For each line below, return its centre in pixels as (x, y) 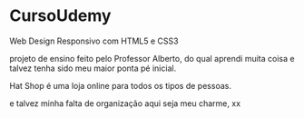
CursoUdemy (60, 16)
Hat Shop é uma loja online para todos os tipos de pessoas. (120, 85)
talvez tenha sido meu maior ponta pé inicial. (93, 68)
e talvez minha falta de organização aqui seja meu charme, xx (125, 103)
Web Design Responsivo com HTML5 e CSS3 (94, 41)
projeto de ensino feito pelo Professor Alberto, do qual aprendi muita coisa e (152, 58)
